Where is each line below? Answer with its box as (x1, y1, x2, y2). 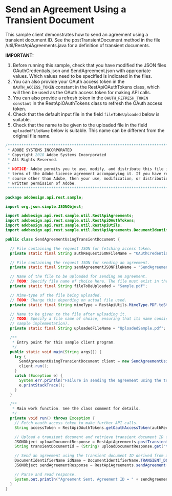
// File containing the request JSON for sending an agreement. (10, 260, 150, 265)
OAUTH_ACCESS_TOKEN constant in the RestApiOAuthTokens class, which (12, 83, 160, 90)
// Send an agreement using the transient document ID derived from (14, 453, 164, 459)
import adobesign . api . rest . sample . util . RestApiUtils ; (5, 223, 123, 228)
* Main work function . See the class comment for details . (12, 406, 141, 412)
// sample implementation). (10, 321, 70, 326)
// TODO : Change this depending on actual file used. (10, 297, 127, 303)
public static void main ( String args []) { (10, 349, 102, 354)
